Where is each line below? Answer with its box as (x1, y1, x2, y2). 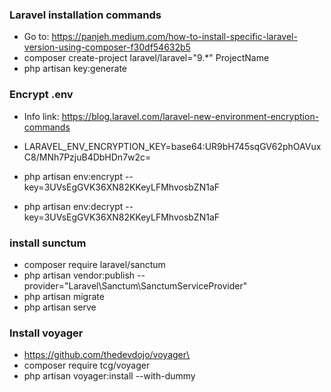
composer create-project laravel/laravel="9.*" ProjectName (23, 52, 270, 64)
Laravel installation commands (9, 8, 162, 22)
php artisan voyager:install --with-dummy (23, 370, 196, 382)
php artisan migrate (23, 290, 105, 302)
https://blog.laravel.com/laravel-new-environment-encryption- (61, 110, 320, 122)
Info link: (23, 110, 60, 122)
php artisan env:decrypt (23, 200, 124, 212)
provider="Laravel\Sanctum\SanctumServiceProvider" (23, 279, 248, 292)
